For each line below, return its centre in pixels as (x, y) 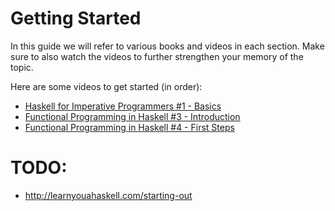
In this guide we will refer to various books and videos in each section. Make (167, 46)
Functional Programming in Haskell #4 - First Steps (129, 127)
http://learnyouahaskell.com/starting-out (108, 195)
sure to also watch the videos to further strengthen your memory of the (157, 56)
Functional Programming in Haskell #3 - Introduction (132, 116)
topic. (22, 67)
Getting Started (76, 18)
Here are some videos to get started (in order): (106, 86)
